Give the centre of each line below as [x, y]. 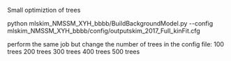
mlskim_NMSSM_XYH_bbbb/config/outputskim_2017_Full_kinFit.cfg [104, 31]
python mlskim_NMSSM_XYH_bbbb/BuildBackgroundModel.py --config [110, 23]
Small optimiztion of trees [44, 10]
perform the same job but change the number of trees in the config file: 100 [116, 44]
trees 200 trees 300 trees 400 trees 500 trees [74, 52]
